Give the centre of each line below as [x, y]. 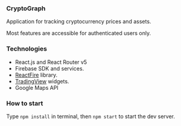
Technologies [27, 49]
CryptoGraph [26, 8]
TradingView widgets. [42, 81]
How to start [25, 103]
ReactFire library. [36, 75]
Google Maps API [37, 87]
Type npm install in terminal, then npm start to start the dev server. [91, 116]
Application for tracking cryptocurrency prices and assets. [79, 22]
